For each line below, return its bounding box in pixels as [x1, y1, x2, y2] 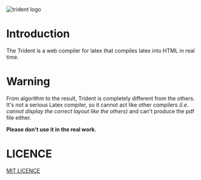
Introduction [6, 27, 70, 41]
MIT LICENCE [6, 167, 41, 174]
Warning [6, 75, 50, 88]
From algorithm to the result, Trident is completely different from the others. [6, 95, 195, 102]
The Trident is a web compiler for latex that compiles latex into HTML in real [6, 47, 195, 54]
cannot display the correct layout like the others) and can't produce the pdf [6, 107, 195, 115]
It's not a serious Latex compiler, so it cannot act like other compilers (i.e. [6, 101, 189, 108]
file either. [6, 114, 31, 121]
